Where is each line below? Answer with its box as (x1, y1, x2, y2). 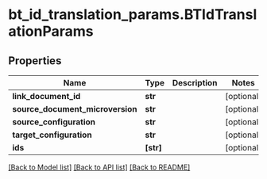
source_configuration (12, 116, 96, 128)
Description (172, 78, 218, 88)
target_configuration (12, 129, 93, 140)
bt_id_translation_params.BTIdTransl (8, 6, 257, 24)
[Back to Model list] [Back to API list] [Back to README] (8, 162, 191, 172)
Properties (8, 54, 62, 67)
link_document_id (12, 91, 81, 101)
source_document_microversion (12, 104, 137, 114)
